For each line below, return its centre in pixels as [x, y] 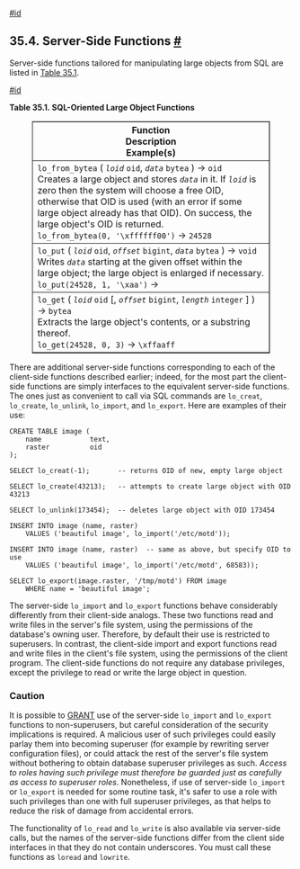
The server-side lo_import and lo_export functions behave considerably [144, 605]
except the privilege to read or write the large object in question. [128, 672]
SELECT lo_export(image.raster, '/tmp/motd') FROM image [118, 581]
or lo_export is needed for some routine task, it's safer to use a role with [143, 792]
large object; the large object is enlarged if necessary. [151, 273]
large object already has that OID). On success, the [145, 212]
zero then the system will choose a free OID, [131, 190]
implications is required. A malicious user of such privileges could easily [143, 735]
